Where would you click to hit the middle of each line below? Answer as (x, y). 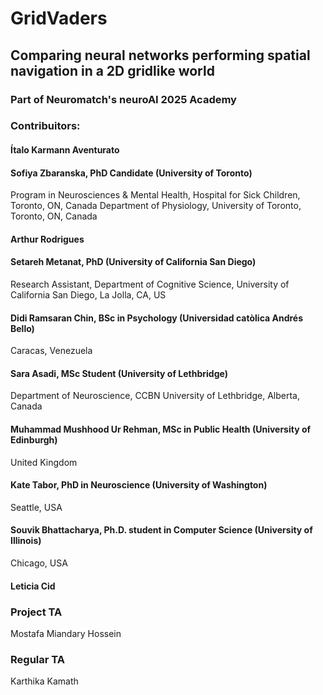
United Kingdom (44, 462)
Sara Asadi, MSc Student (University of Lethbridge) (119, 373)
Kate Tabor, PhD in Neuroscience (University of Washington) (139, 485)
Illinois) (26, 541)
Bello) (22, 328)
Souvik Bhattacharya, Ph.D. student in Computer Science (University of (161, 530)
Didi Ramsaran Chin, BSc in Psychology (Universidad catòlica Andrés (157, 318)
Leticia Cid (33, 586)
